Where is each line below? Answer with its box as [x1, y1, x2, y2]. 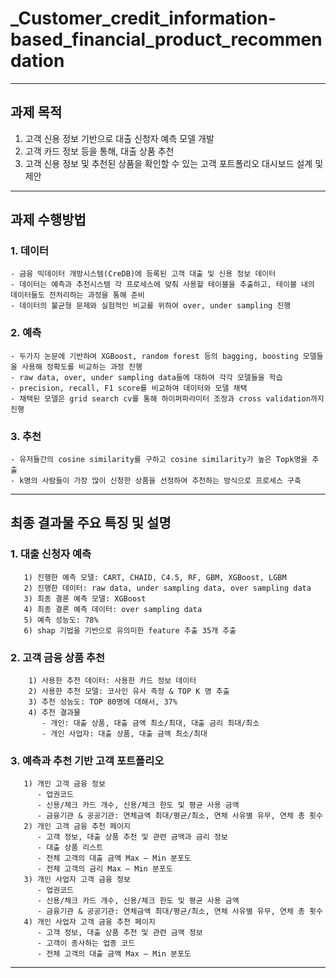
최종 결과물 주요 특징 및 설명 [10, 515, 172, 532]
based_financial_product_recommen [10, 28, 323, 51]
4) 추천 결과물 [28, 708, 81, 718]
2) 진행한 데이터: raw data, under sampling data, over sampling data [23, 583, 312, 593]
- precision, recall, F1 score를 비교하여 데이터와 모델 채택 [10, 383, 248, 393]
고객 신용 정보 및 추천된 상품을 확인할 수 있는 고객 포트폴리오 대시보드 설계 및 [24, 157, 324, 169]
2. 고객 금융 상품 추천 [10, 650, 106, 664]
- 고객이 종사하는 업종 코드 [36, 938, 136, 949]
